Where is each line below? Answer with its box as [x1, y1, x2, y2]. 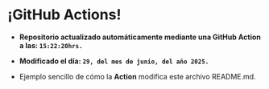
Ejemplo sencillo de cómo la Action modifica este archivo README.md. [19, 71, 256, 81]
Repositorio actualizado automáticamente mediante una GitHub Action [19, 32, 261, 42]
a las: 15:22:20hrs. [19, 40, 83, 50]
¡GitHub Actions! [7, 6, 122, 24]
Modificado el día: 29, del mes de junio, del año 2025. [19, 56, 209, 66]
